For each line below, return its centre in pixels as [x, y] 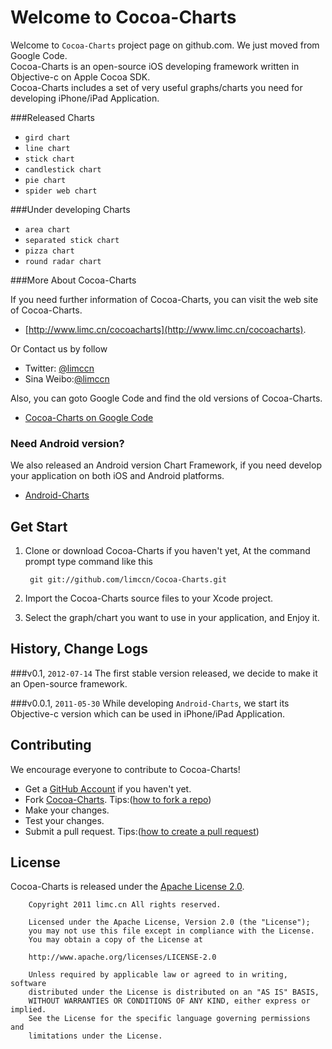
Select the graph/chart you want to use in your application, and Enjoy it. [172, 618]
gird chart [47, 137]
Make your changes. [67, 810]
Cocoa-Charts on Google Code [89, 417]
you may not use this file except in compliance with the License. [171, 931]
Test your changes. [64, 820]
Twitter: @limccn [59, 368]
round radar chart [63, 261]
